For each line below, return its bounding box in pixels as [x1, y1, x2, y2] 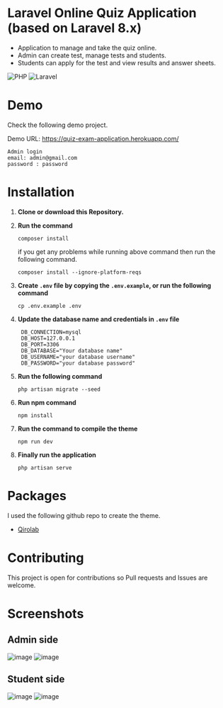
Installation [7, 184, 75, 200]
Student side [7, 673, 65, 685]
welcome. [7, 580, 36, 590]
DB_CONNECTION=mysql [21, 328, 81, 336]
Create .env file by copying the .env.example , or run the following [17, 281, 212, 289]
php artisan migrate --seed [17, 385, 101, 393]
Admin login [7, 148, 42, 155]
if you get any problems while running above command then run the [17, 247, 216, 256]
